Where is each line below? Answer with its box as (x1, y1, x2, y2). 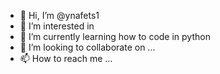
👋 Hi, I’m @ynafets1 (19, 10, 100, 21)
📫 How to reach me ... (19, 53, 113, 64)
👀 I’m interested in (19, 20, 95, 32)
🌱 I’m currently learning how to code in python (19, 31, 211, 42)
